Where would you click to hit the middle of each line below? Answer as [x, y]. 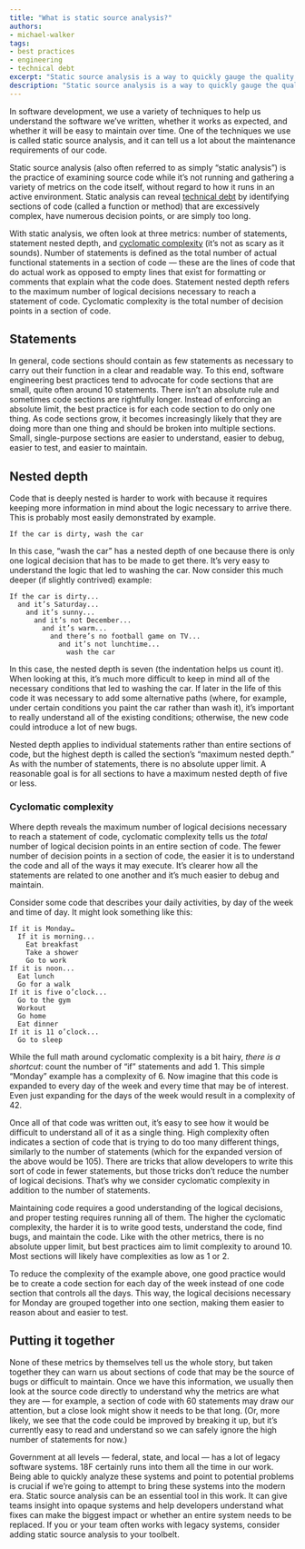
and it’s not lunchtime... [109, 645]
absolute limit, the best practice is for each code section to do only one [142, 409]
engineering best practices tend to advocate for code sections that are [142, 380]
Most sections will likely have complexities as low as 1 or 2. [119, 1256]
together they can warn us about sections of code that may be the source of [152, 1372]
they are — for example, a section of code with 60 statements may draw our [152, 1401]
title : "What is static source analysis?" [91, 18]
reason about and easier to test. [69, 1312]
